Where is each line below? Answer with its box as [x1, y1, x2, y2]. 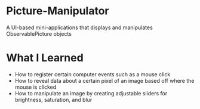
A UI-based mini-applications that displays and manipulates [6, 24, 153, 31]
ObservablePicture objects [6, 30, 72, 37]
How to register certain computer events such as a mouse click [14, 70, 171, 78]
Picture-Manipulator [6, 4, 109, 18]
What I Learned [6, 51, 84, 65]
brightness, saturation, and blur [14, 96, 93, 103]
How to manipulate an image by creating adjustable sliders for [14, 89, 168, 96]
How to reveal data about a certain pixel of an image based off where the [14, 77, 195, 84]
